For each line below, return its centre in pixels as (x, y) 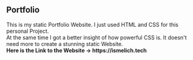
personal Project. (28, 31)
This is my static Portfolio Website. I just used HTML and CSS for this (93, 24)
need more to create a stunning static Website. (65, 44)
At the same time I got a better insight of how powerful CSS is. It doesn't (96, 37)
